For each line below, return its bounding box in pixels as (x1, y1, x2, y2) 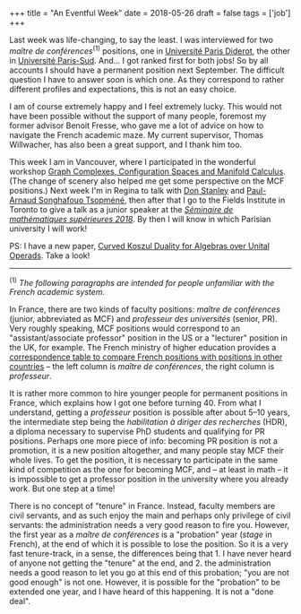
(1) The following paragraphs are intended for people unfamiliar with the (9, 275, 275, 288)
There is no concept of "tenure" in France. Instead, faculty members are (9, 501, 276, 512)
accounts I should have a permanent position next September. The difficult (9, 65, 285, 75)
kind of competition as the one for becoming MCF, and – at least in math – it (9, 464, 288, 475)
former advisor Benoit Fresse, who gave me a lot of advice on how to (9, 120, 264, 131)
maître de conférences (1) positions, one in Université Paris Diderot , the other (9, 44, 291, 56)
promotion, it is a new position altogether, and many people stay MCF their (9, 445, 285, 456)
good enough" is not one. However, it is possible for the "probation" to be (9, 577, 280, 588)
